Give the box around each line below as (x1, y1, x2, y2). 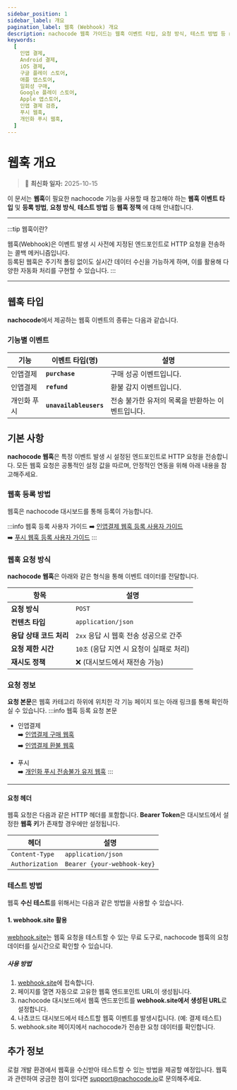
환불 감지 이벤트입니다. (110, 382, 182, 392)
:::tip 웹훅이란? (7, 225, 48, 233)
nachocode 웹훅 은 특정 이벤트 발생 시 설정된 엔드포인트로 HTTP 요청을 (7, 452, 204, 461)
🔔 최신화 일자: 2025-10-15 (24, 180, 98, 188)
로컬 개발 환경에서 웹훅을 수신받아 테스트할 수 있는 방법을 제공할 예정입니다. (7, 1065, 214, 1074)
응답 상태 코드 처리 (11, 631, 69, 640)
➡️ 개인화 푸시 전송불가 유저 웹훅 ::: (17, 768, 114, 776)
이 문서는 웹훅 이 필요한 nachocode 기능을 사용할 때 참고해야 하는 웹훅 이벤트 (7, 194, 219, 203)
